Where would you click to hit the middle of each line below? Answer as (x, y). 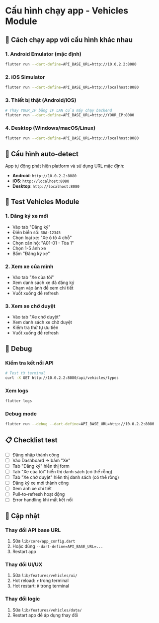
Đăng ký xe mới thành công (40, 483)
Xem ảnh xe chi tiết (32, 489)
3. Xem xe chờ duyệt (30, 306)
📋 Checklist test (31, 440)
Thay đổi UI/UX (24, 564)
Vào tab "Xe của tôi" (33, 277)
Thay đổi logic (23, 599)
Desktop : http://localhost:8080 (46, 186)
